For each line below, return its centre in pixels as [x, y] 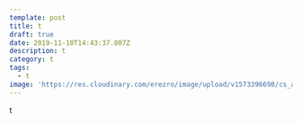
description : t [38, 51]
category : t [31, 59]
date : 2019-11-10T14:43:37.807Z [70, 43]
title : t [26, 26]
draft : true [31, 34]
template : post [38, 18]
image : [22, 84]
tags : [19, 68]
